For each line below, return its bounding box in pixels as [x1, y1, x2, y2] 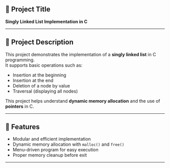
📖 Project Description [5, 38, 74, 47]
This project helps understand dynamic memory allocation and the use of [5, 98, 160, 104]
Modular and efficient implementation [12, 136, 91, 142]
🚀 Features [5, 122, 40, 132]
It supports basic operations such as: [5, 62, 82, 68]
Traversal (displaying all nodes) [12, 88, 78, 94]
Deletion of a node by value [12, 82, 70, 89]
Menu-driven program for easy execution [12, 147, 99, 153]
